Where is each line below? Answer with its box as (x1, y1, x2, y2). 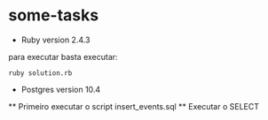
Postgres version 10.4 (20, 84, 101, 94)
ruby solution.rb (8, 68, 73, 78)
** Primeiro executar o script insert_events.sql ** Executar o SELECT (8, 101, 259, 111)
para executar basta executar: (8, 51, 118, 62)
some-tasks (8, 5, 99, 26)
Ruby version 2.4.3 (20, 34, 91, 45)
